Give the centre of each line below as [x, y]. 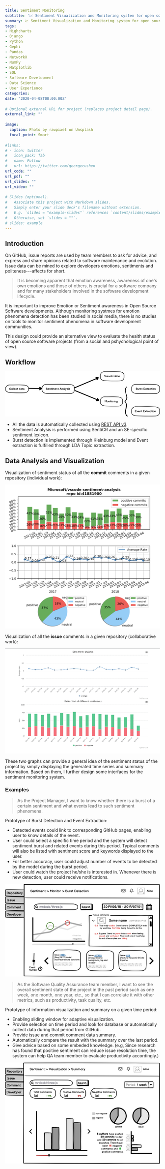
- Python [14, 42]
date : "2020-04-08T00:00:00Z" [36, 98]
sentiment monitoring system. [35, 777]
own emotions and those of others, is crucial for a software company [87, 286]
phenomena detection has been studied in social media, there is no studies [81, 316]
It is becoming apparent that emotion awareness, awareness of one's [87, 281]
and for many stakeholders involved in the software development [83, 291]
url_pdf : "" [17, 176]
